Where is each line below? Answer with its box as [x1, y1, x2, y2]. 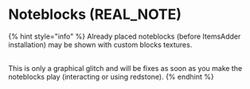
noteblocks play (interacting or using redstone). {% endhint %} [8, 72, 214, 81]
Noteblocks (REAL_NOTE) [8, 6, 182, 24]
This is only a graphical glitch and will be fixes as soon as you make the [8, 63, 243, 72]
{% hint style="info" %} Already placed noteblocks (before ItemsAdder [8, 32, 241, 41]
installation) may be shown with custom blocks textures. [8, 39, 193, 49]
